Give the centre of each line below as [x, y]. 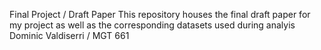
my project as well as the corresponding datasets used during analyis [152, 25]
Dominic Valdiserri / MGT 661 [69, 35]
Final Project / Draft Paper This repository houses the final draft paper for [160, 14]
